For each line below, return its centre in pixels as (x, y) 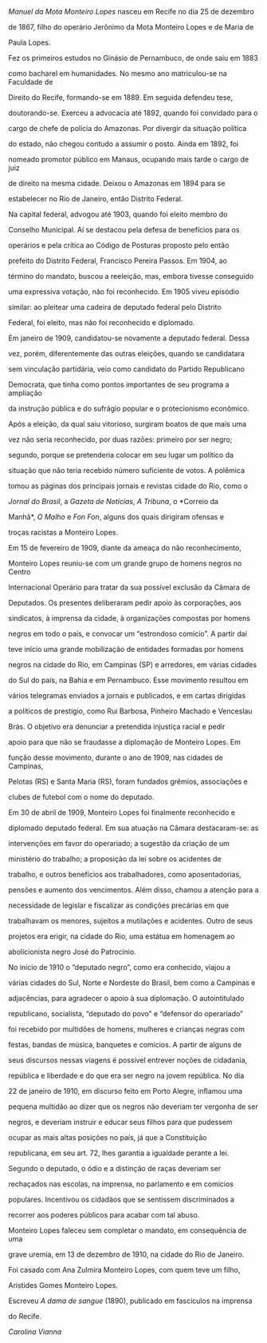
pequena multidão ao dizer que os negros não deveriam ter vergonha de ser (133, 1107)
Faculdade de (31, 82)
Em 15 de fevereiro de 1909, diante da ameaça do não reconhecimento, (125, 548)
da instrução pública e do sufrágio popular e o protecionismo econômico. (129, 408)
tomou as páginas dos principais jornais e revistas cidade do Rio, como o (128, 486)
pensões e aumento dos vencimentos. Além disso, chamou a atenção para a (133, 890)
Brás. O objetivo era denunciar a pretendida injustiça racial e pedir (117, 727)
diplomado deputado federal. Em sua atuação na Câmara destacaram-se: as (133, 828)
